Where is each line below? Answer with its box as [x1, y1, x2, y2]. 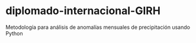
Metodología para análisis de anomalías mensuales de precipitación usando [5, 24, 191, 31]
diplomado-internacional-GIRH [5, 4, 161, 18]
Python [5, 29, 23, 37]
